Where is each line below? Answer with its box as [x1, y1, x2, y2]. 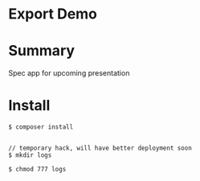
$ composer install [8, 123, 74, 131]
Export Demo [8, 5, 98, 23]
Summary [8, 42, 75, 60]
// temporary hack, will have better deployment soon [8, 144, 193, 153]
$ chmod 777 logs [8, 166, 67, 174]
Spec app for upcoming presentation [8, 68, 130, 78]
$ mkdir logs [8, 151, 52, 159]
